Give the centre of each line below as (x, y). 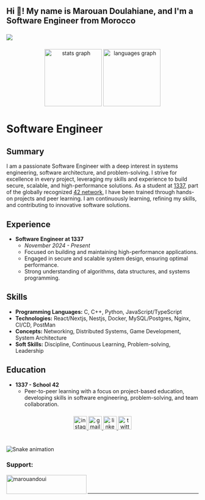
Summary (25, 151)
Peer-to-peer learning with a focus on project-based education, (104, 391)
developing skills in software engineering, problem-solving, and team (111, 397)
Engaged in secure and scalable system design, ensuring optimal (106, 259)
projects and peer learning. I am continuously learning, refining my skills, (106, 198)
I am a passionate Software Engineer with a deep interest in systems (92, 166)
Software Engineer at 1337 (49, 239)
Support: (20, 465)
